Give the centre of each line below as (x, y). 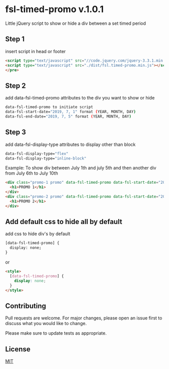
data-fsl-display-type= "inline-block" (46, 158)
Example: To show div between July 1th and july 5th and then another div (81, 168)
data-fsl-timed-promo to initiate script (49, 107)
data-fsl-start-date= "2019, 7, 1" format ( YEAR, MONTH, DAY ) (71, 112)
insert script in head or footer (36, 51)
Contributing (26, 306)
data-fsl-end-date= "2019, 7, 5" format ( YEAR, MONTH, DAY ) (68, 116)
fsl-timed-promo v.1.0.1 (55, 9)
